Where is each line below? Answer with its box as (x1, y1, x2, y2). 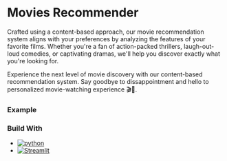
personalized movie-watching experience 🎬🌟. (7, 85, 138, 94)
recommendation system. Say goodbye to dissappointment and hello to (7, 77, 209, 85)
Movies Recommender (7, 5, 139, 21)
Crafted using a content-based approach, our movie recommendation (7, 28, 204, 36)
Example (7, 105, 37, 114)
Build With (7, 123, 43, 133)
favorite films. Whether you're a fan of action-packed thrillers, (7, 42, 182, 50)
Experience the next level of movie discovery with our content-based (7, 70, 203, 78)
